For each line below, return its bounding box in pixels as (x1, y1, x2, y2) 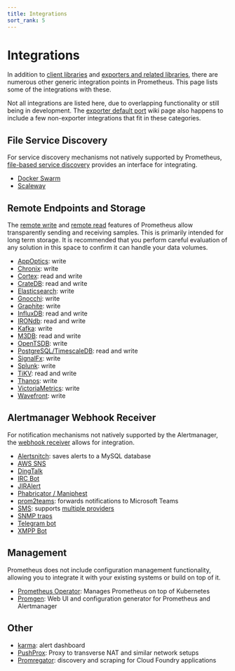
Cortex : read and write (17, 272, 83, 280)
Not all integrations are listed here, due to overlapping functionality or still (7, 99, 220, 108)
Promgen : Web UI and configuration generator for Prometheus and (17, 594, 210, 603)
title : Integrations (7, 10, 68, 18)
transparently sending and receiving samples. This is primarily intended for (7, 228, 224, 237)
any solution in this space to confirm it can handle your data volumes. (7, 244, 208, 252)
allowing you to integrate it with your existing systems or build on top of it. (7, 573, 221, 582)
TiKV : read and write (17, 369, 77, 377)
